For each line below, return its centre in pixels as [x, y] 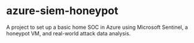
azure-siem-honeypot [62, 11]
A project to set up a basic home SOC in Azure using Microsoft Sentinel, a [97, 27]
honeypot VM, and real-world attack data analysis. [69, 33]
